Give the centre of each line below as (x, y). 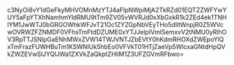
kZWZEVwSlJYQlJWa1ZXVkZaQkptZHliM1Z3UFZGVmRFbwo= (96, 54)
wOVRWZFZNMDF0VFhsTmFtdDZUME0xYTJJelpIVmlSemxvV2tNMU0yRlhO (117, 32)
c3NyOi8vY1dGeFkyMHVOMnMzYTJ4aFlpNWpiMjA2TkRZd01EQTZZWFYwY (117, 10)
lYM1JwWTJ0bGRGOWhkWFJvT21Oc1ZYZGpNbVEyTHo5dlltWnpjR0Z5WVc (116, 25)
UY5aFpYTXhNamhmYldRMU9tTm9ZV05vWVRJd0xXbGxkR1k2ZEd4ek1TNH (117, 17)
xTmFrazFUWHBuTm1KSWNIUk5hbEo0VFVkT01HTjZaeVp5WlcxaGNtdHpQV (116, 47)
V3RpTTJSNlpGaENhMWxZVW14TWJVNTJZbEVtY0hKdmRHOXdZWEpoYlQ (116, 39)
